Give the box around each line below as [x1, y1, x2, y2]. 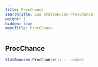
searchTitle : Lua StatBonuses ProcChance [5, 12, 93, 17]
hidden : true [5, 21, 33, 26]
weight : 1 [5, 16, 26, 21]
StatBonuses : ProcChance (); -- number [5, 57, 84, 62]
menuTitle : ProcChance [5, 26, 53, 31]
